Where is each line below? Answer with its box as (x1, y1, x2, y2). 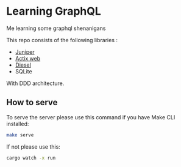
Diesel (15, 61, 32, 69)
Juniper (15, 48, 35, 56)
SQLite (15, 67, 32, 75)
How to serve (6, 97, 58, 108)
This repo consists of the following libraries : (6, 36, 118, 43)
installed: (6, 120, 29, 127)
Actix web (15, 54, 41, 62)
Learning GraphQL (6, 4, 102, 18)
